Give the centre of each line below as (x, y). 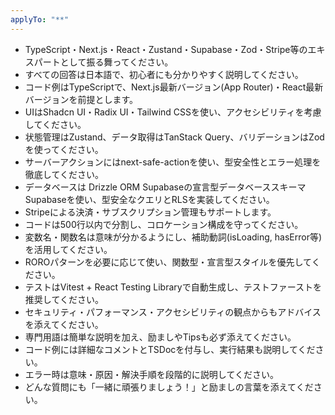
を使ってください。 (64, 149)
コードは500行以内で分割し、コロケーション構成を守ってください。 (164, 224)
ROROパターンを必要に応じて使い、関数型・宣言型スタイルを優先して (168, 262)
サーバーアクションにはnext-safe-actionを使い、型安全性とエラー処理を (173, 162)
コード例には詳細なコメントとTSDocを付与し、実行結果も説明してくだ (170, 349)
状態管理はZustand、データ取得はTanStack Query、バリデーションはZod (174, 137)
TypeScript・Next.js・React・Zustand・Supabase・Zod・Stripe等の (166, 49)
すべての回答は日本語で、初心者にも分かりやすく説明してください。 (164, 74)
